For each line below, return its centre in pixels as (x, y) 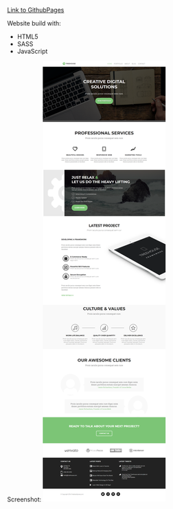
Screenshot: (24, 499)
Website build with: (34, 23)
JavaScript (32, 51)
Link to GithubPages (36, 10)
